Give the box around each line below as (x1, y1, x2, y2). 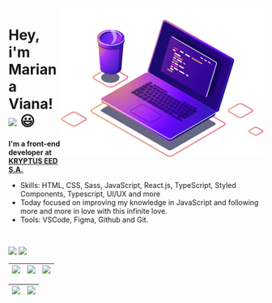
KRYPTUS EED (8, 156, 58, 165)
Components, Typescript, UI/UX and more (19, 189, 160, 198)
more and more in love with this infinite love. (19, 206, 168, 216)
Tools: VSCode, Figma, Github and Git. (19, 215, 149, 224)
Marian (8, 61, 57, 79)
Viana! (8, 95, 53, 113)
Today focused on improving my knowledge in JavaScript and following (19, 197, 259, 207)
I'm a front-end (8, 139, 61, 148)
